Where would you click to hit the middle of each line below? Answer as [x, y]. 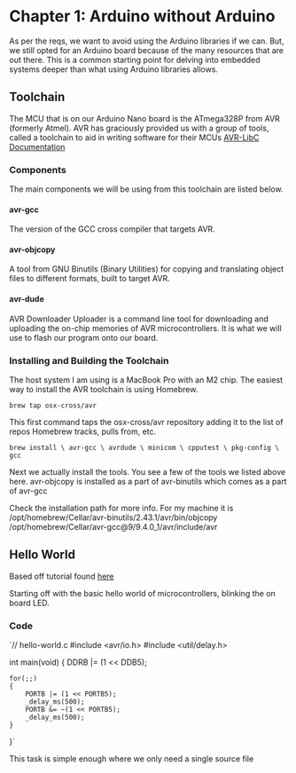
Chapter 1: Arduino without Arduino [142, 16]
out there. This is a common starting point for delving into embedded [135, 59]
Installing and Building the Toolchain [89, 360]
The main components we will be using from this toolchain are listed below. [146, 189]
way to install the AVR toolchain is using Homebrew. [104, 389]
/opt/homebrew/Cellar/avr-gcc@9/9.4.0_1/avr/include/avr [113, 526]
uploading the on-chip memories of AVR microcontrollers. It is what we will [145, 328]
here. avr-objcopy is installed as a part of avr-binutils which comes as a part [148, 481]
